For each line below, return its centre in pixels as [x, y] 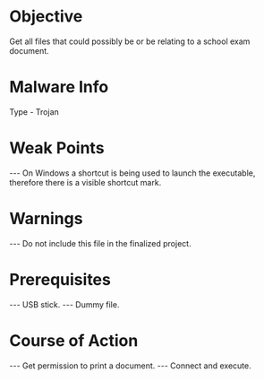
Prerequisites [60, 279]
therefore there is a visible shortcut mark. [85, 182]
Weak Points [57, 148]
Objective [46, 17]
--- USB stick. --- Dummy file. [64, 304]
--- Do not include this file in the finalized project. [100, 243]
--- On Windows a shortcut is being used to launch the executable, [132, 173]
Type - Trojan [34, 112]
